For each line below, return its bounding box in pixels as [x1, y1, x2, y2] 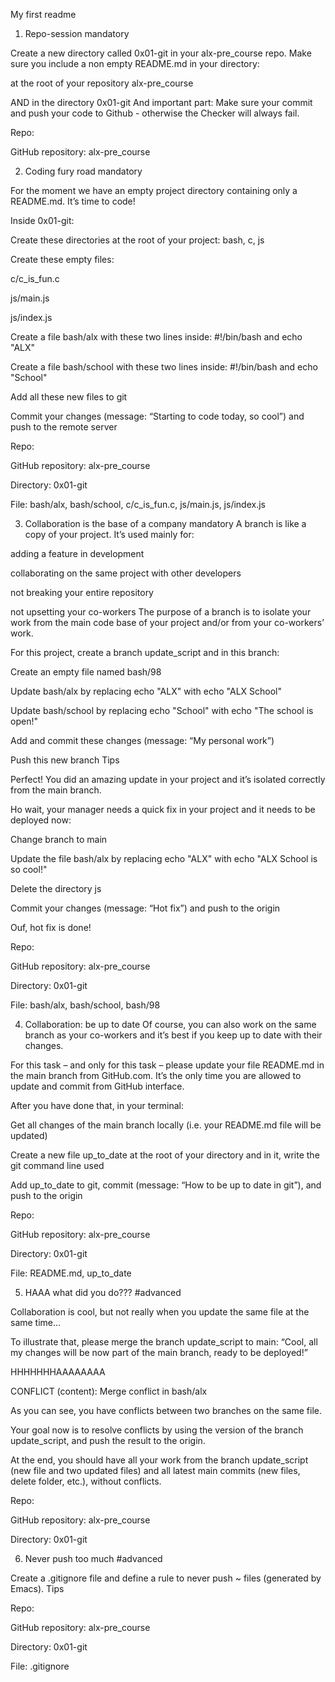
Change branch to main [10, 834, 108, 845]
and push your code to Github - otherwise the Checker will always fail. [10, 107, 300, 119]
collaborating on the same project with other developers [10, 567, 242, 579]
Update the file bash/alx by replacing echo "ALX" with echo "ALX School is [10, 853, 318, 864]
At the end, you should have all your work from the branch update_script [10, 1454, 309, 1466]
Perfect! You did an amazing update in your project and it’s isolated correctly [10, 774, 326, 785]
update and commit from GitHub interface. [10, 1080, 185, 1092]
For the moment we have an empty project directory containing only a [10, 185, 298, 196]
